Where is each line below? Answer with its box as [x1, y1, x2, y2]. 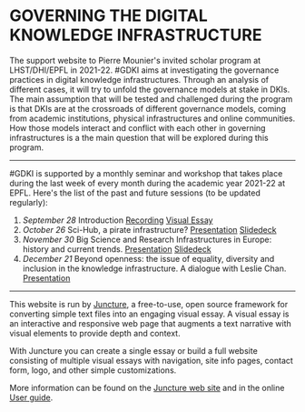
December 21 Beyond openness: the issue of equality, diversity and [22, 253, 275, 264]
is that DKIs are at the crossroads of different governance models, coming [9, 103, 286, 114]
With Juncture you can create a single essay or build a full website [9, 345, 259, 356]
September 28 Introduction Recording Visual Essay [22, 215, 213, 226]
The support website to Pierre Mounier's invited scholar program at [9, 55, 261, 65]
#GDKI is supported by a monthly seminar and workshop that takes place [9, 167, 283, 178]
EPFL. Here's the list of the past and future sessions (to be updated [9, 187, 261, 198]
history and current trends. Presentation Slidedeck [22, 243, 212, 255]
